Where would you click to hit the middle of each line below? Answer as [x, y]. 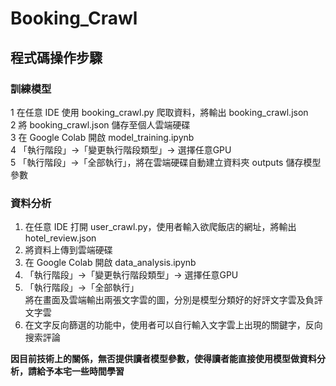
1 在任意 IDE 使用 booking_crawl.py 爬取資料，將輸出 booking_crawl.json [159, 112]
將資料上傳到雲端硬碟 [68, 250]
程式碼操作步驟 [56, 57]
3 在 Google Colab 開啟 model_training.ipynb [102, 137]
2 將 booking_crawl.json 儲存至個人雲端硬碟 [100, 124]
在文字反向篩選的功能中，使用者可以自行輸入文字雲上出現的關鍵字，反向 [173, 325]
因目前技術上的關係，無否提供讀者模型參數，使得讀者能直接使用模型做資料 [163, 359]
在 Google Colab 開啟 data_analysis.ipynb [110, 263]
